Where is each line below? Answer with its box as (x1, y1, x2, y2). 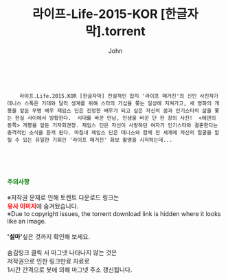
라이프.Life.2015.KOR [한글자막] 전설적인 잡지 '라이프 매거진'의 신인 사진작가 (19, 92, 219, 100)
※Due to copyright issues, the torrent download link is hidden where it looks (7, 209, 221, 217)
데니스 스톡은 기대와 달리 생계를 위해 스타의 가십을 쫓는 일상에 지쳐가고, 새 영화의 (7, 100, 212, 107)
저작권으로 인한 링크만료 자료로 (7, 257, 91, 265)
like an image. (7, 217, 47, 225)
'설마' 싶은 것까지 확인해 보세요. (7, 232, 91, 241)
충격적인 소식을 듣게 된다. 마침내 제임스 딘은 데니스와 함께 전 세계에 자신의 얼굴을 (7, 129, 212, 136)
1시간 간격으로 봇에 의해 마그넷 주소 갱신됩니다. (7, 266, 133, 274)
